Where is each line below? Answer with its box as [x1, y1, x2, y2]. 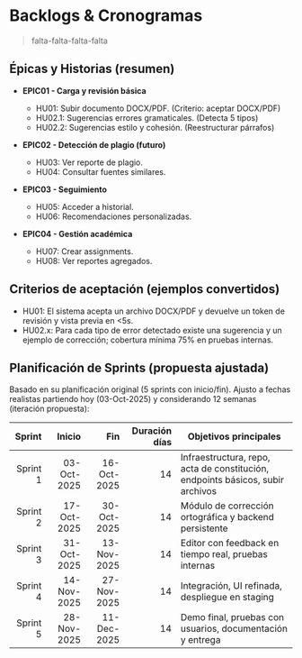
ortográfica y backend [180, 511, 274, 524]
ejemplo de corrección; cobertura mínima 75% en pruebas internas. [22, 334, 274, 345]
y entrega [180, 634, 221, 646]
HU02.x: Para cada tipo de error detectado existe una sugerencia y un [22, 324, 283, 335]
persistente [180, 522, 228, 535]
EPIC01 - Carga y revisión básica [22, 85, 147, 96]
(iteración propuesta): [9, 403, 90, 415]
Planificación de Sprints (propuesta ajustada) [9, 360, 270, 375]
